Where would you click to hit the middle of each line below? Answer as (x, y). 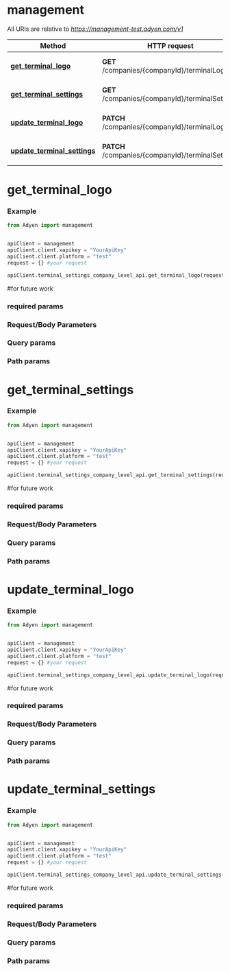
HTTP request (170, 45)
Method (53, 45)
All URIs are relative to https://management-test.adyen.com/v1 (95, 29)
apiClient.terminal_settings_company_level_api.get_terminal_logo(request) (117, 275)
